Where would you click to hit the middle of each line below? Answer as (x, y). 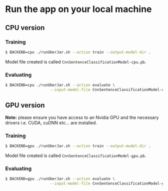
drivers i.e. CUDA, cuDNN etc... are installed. (51, 122)
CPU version (25, 28)
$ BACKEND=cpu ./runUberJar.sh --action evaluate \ (60, 85)
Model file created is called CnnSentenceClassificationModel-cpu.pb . (76, 61)
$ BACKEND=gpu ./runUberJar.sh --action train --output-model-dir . (78, 146)
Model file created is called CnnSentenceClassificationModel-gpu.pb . (76, 155)
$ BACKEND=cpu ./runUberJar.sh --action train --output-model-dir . (78, 52)
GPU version (25, 105)
